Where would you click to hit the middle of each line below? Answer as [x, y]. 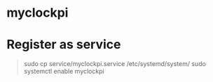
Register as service [64, 45]
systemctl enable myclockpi [64, 72]
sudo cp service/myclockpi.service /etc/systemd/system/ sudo [115, 64]
